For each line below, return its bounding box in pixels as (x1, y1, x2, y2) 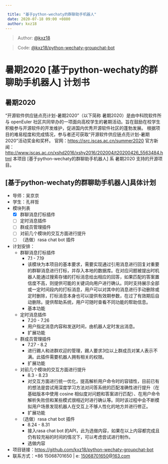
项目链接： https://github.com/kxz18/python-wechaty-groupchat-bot (12, 446, 154, 452)
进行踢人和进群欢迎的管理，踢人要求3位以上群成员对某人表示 (27, 347, 154, 354)
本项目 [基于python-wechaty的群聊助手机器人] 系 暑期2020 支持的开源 (13, 156, 158, 162)
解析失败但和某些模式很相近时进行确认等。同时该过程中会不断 (27, 397, 155, 403)
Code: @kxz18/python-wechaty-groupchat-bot (17, 45, 115, 51)
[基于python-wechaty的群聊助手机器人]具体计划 (5, 178, 156, 187)
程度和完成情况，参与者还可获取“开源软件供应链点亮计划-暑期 (22, 132, 150, 138)
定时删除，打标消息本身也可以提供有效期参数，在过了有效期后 (27, 293, 155, 299)
